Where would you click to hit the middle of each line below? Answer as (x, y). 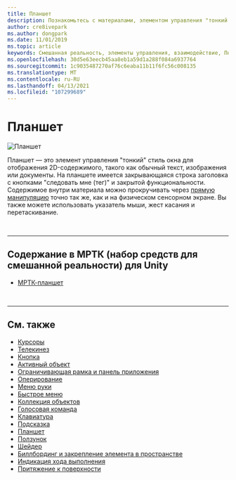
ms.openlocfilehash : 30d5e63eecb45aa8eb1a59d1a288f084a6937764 (102, 60)
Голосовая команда (47, 409)
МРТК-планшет (40, 283)
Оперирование (40, 379)
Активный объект (44, 364)
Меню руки (34, 387)
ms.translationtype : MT (42, 72)
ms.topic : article (34, 46)
